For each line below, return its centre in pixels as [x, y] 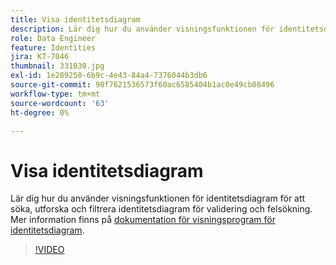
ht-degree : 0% [40, 112]
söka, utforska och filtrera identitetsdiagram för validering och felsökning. [161, 209]
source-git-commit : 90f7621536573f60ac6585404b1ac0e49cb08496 [142, 85]
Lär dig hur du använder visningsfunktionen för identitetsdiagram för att [158, 198]
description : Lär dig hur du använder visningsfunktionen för [142, 29]
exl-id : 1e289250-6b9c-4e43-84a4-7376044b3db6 [109, 76]
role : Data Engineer [53, 38]
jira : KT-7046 [40, 57]
